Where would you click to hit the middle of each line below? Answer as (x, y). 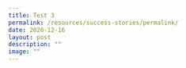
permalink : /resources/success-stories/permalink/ (93, 23)
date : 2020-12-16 (37, 30)
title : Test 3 (32, 15)
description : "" (35, 45)
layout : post (30, 37)
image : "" (25, 52)
